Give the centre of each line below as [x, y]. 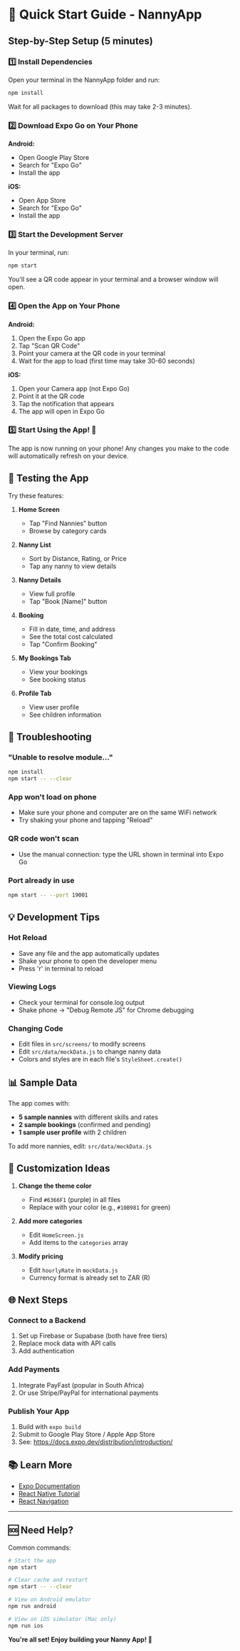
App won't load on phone [52, 797]
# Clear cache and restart [48, 1580]
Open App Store [42, 201]
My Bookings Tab [45, 658]
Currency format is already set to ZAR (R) [89, 1278]
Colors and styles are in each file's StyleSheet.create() [100, 1059]
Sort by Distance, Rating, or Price [78, 558]
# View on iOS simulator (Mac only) [62, 1619]
